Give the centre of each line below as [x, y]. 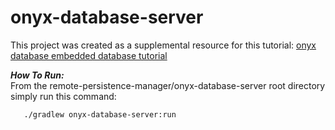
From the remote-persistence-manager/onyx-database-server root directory [168, 85]
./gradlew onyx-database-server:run [100, 114]
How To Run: [37, 75]
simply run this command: [63, 96]
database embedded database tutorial [89, 55]
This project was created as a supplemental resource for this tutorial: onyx [163, 45]
